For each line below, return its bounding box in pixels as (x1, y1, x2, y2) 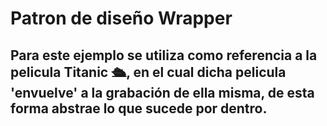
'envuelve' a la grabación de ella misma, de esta (10, 84, 315, 101)
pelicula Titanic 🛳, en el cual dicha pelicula (10, 63, 287, 81)
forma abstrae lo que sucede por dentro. (10, 100, 268, 117)
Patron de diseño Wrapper (10, 7, 233, 30)
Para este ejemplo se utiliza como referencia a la (10, 47, 318, 64)
